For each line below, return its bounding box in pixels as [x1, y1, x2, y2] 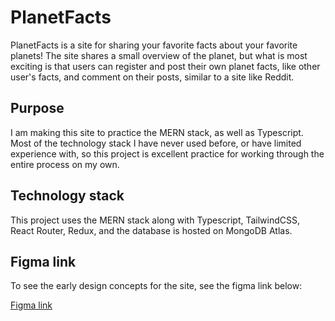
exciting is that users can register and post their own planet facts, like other [10, 60, 321, 72]
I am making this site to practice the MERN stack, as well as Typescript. [10, 126, 304, 138]
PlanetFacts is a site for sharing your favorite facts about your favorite [10, 39, 298, 51]
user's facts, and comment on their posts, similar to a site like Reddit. [10, 71, 295, 83]
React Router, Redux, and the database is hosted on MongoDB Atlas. [10, 224, 293, 236]
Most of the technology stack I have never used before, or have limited [10, 137, 302, 149]
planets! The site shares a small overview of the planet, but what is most [10, 49, 308, 61]
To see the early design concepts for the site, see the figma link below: [10, 280, 303, 292]
